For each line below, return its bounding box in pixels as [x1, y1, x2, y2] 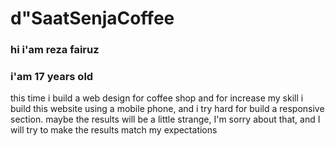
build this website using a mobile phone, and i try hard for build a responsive [10, 103, 325, 115]
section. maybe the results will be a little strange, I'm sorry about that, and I [10, 113, 321, 126]
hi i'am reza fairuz [10, 43, 100, 57]
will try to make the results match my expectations [10, 124, 218, 136]
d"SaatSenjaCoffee [10, 7, 175, 30]
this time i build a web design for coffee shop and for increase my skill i [10, 92, 304, 104]
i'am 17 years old [10, 70, 94, 84]
